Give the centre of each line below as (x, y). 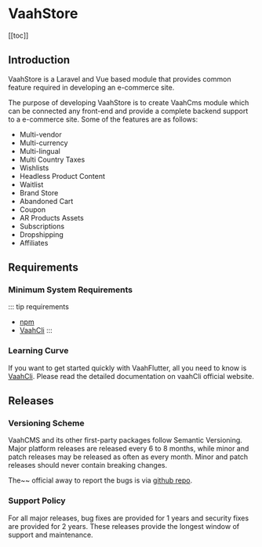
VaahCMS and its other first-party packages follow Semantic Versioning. (126, 440)
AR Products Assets (51, 217)
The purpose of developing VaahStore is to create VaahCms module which (129, 102)
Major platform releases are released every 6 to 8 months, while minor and (129, 449)
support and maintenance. (51, 534)
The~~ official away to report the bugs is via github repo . (100, 480)
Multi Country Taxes (52, 159)
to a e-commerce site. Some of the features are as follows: (103, 119)
